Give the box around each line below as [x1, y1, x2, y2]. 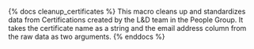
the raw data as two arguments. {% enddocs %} [8, 32, 165, 41]
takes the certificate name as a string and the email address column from [8, 24, 247, 32]
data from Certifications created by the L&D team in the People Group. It [8, 15, 244, 24]
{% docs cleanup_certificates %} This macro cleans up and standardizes [8, 7, 246, 16]
